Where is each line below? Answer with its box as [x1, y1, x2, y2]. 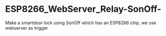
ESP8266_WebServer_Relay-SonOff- [5, 3, 162, 15]
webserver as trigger [5, 25, 48, 31]
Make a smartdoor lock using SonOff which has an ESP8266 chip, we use [5, 20, 157, 26]
